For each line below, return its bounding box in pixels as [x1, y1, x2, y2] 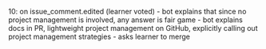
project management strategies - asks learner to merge [8, 32, 190, 41]
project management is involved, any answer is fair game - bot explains [8, 15, 244, 24]
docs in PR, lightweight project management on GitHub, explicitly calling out [8, 24, 258, 32]
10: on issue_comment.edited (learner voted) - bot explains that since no [8, 7, 247, 16]
